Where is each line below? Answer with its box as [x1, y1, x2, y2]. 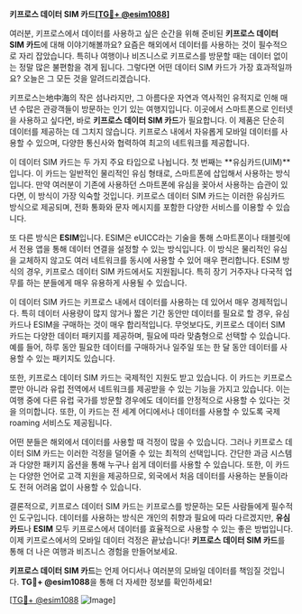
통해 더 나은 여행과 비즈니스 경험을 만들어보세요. [9, 546, 178, 556]
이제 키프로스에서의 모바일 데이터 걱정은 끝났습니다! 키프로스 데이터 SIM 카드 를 [9, 535, 286, 545]
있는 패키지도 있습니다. [35, 353, 115, 364]
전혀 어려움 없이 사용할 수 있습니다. [18, 482, 142, 492]
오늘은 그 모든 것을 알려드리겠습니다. [22, 73, 151, 84]
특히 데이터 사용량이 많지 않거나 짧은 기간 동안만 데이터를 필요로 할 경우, [21, 308, 273, 319]
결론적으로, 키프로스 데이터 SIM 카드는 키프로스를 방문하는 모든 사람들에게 [9, 501, 270, 511]
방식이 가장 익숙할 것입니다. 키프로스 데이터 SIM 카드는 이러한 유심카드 [37, 191, 286, 201]
